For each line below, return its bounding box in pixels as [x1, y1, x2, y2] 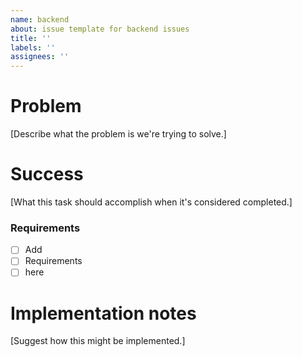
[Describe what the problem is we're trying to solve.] [10, 128, 227, 140]
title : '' [10, 33, 52, 43]
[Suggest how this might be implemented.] [10, 335, 186, 347]
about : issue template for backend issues [10, 24, 190, 34]
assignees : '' [10, 52, 70, 62]
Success [10, 163, 84, 186]
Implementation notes [10, 302, 197, 325]
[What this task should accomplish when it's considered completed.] [10, 196, 293, 208]
